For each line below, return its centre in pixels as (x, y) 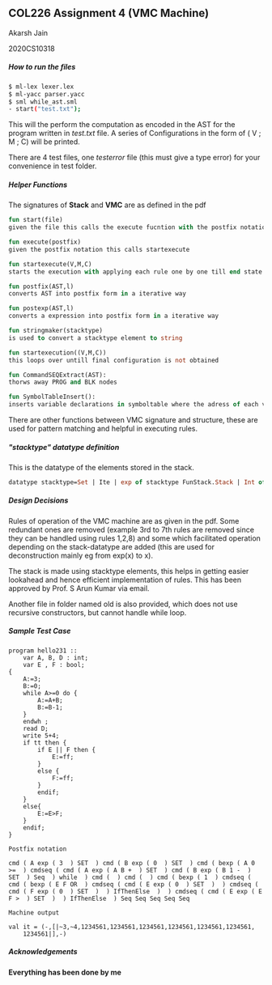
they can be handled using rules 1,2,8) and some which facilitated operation (135, 538)
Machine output (34, 913)
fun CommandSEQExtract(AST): (57, 375)
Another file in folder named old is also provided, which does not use (123, 604)
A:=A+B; (50, 700)
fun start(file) (36, 220)
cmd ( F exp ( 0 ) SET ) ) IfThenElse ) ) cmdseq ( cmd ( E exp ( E (136, 891)
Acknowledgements (43, 952)
